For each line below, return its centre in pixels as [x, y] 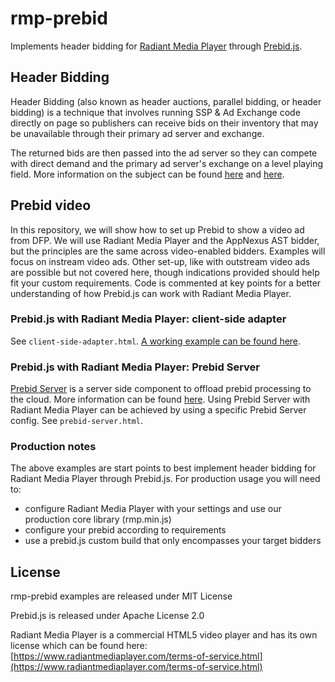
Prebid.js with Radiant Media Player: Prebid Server [135, 367]
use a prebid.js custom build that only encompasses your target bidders [173, 541]
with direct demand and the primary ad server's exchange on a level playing [167, 163]
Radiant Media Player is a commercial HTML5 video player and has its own [164, 635]
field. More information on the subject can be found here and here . [147, 174]
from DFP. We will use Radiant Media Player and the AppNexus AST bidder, [165, 240]
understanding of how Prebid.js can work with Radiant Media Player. [151, 293]
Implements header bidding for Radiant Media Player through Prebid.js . [156, 46]
